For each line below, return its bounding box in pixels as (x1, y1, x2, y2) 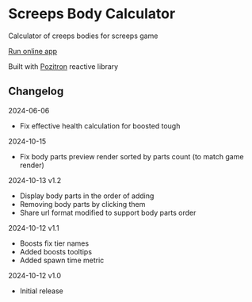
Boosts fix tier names (19, 239, 90, 248)
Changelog (8, 85, 64, 98)
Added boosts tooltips (19, 247, 93, 256)
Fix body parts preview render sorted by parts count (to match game (19, 151, 244, 161)
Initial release (19, 286, 63, 296)
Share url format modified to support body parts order (19, 208, 197, 217)
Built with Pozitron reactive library (8, 61, 119, 71)
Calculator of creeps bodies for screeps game (8, 31, 158, 40)
